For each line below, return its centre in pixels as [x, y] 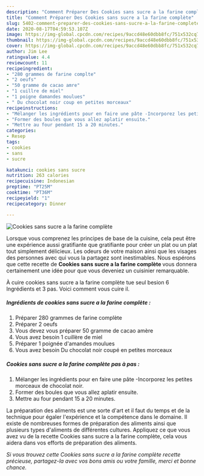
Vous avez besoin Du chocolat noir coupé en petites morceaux [93, 350]
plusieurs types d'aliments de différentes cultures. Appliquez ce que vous [98, 430]
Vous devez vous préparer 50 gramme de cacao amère [84, 331]
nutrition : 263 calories [38, 176]
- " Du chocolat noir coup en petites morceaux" [69, 102]
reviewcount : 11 [27, 63]
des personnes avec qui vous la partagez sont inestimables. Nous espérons [101, 257]
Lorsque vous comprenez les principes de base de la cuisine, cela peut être [101, 238]
